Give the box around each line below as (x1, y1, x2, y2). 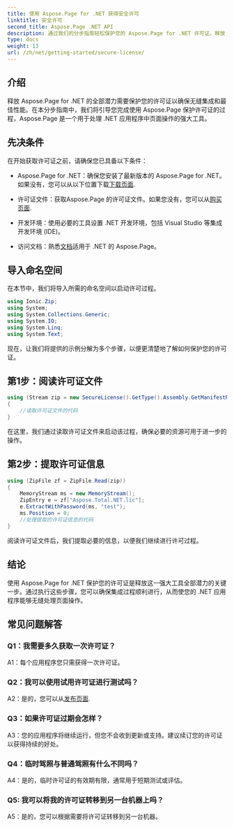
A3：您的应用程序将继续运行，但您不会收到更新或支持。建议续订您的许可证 (7, 731, 223, 739)
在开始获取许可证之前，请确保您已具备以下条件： (7, 156, 148, 165)
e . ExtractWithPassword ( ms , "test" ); (19, 504, 127, 511)
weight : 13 (7, 43, 39, 50)
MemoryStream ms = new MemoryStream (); (19, 490, 136, 497)
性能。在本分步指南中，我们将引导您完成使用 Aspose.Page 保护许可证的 (13, 105, 220, 114)
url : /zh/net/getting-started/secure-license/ (7, 50, 145, 57)
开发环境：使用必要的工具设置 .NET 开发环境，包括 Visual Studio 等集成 (17, 218, 223, 227)
